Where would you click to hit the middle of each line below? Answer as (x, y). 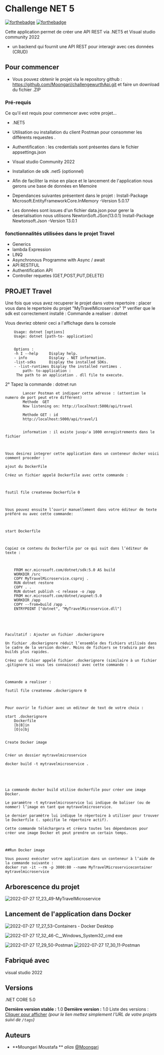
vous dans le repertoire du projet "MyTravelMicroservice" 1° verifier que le (80, 308)
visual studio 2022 (24, 972)
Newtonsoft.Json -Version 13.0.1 (45, 221)
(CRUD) (20, 52)
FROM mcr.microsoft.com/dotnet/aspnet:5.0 (58, 596)
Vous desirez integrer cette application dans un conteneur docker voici (82, 454)
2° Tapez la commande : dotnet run (41, 384)
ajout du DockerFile (26, 467)
